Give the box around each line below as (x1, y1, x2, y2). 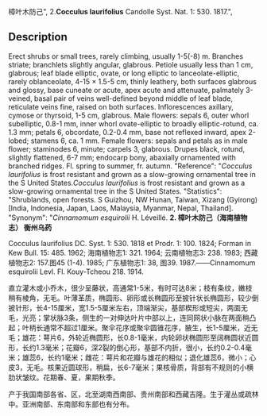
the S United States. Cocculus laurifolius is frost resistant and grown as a (8, 178, 246, 187)
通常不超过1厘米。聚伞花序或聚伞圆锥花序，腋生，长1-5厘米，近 (42, 322, 252, 332)
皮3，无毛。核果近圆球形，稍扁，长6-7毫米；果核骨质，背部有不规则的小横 (8, 362, 254, 372)
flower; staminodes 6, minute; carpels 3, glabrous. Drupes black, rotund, (8, 144, 246, 153)
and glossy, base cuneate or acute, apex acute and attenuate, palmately (8, 85, 244, 94)
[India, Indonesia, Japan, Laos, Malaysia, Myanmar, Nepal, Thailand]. (8, 203, 234, 213)
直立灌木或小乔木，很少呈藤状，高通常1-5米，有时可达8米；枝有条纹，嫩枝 (8, 283, 253, 292)
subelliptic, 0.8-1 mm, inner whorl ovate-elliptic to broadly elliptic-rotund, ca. (8, 118, 259, 129)
